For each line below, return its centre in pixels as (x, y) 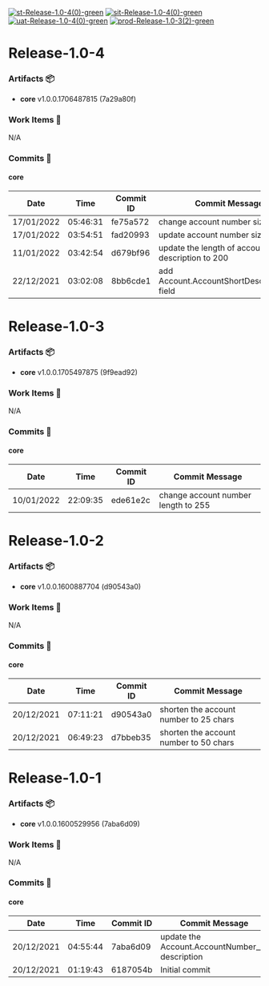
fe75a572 (130, 222)
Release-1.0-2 (56, 541)
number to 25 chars (197, 719)
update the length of (197, 248)
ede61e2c (130, 500)
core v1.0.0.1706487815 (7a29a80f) (78, 99)
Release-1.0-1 (55, 778)
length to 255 (185, 505)
